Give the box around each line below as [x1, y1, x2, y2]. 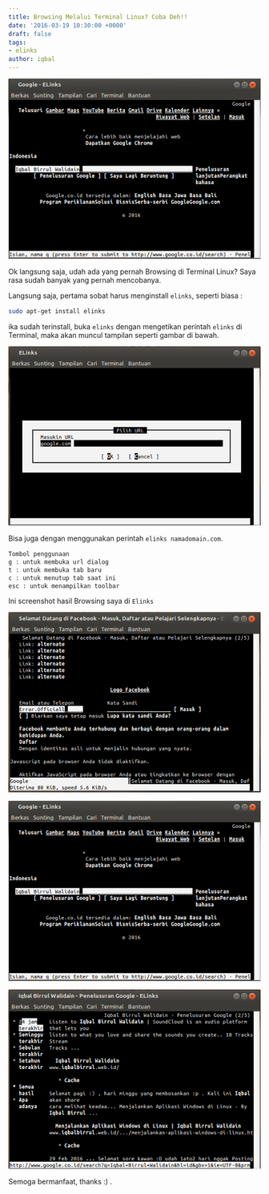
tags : [8, 38, 26, 46]
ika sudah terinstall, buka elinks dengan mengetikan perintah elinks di [8, 321, 243, 332]
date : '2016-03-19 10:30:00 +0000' [8, 21, 127, 30]
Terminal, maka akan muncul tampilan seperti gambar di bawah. [8, 330, 219, 340]
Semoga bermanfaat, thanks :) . [8, 1176, 113, 1186]
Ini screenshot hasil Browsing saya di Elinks [8, 597, 155, 606]
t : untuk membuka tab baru [8, 566, 102, 574]
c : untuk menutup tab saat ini [8, 574, 116, 582]
